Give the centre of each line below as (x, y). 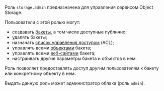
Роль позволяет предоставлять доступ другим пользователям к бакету (82, 68)
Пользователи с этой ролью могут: (43, 22)
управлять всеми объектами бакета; (52, 48)
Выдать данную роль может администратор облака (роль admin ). (75, 83)
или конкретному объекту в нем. (40, 73)
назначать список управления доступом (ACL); (63, 42)
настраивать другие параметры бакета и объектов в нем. (74, 58)
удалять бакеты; (29, 37)
